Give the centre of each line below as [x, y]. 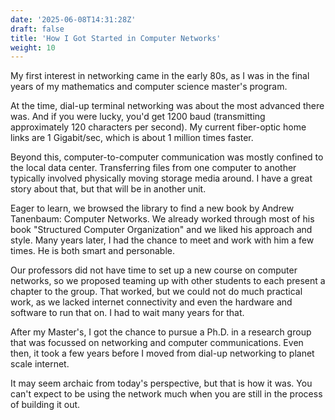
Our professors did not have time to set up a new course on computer [154, 270]
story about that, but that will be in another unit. [108, 189]
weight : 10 [33, 47]
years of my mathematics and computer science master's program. [149, 87]
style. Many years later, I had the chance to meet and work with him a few [162, 240]
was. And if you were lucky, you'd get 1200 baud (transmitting [138, 117]
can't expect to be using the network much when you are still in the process [166, 394]
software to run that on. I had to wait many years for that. [127, 313]
